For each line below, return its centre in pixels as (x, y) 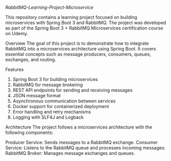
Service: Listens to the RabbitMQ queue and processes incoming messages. (86, 148)
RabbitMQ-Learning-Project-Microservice (49, 7)
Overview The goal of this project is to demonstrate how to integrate (77, 43)
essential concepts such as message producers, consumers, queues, (78, 54)
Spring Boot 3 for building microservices (55, 79)
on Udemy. (17, 33)
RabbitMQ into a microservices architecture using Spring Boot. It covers (81, 49)
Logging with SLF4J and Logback (48, 117)
